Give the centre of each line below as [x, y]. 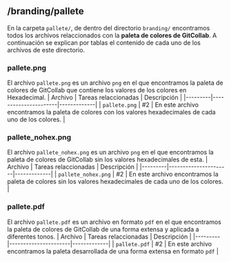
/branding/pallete [46, 11]
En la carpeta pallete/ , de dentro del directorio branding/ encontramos [109, 28]
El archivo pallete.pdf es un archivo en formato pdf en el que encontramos [114, 222]
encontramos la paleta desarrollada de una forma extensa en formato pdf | [113, 251]
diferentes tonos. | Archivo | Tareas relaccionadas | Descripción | [99, 236]
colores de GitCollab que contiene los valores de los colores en [97, 90]
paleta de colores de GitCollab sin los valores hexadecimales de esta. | [108, 160]
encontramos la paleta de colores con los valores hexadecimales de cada [111, 112]
